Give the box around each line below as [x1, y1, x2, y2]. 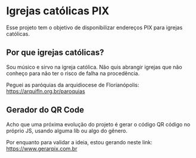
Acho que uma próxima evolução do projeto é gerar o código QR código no [6, 120, 191, 128]
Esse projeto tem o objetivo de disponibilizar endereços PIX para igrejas [6, 24, 183, 31]
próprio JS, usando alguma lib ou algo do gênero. [6, 127, 128, 134]
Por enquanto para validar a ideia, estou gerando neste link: [6, 138, 153, 145]
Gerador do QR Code [6, 105, 85, 115]
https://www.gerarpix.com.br [6, 145, 77, 152]
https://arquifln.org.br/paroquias [6, 88, 85, 95]
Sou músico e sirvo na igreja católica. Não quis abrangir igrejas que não [6, 63, 183, 70]
